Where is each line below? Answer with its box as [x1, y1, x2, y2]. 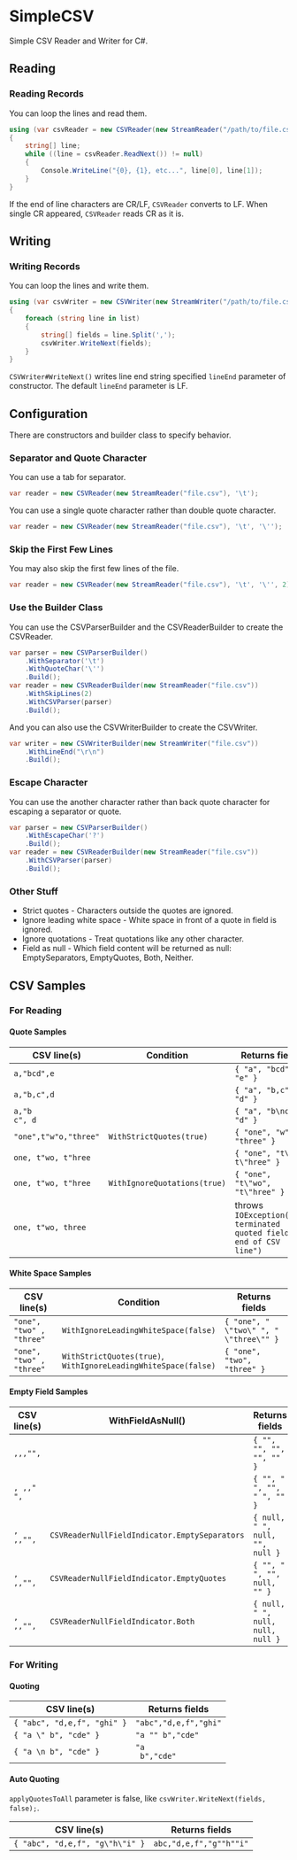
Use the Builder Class [9, 601, 103, 614]
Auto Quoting [9, 1773, 60, 1784]
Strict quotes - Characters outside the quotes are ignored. [21, 905, 234, 916]
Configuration [9, 406, 88, 422]
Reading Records [9, 88, 84, 100]
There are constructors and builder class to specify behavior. [9, 430, 232, 440]
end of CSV [234, 1236, 281, 1246]
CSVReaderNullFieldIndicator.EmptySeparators [49, 1531, 245, 1540]
